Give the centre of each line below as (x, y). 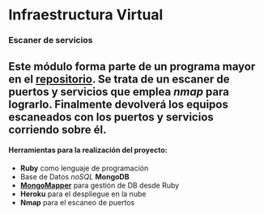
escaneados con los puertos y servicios (111, 117)
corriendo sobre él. (57, 130)
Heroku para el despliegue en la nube (83, 194)
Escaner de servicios (51, 40)
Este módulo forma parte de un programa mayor (132, 66)
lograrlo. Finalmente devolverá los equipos (118, 104)
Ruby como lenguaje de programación (84, 168)
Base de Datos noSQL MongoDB (75, 176)
